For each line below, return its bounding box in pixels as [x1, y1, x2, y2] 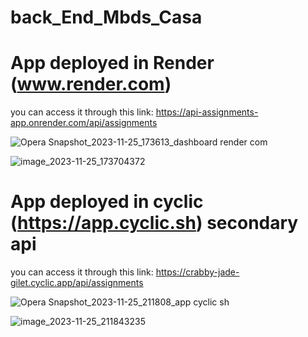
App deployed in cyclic [10, 191, 204, 213]
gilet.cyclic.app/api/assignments [10, 277, 144, 289]
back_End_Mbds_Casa [10, 6, 203, 29]
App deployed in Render [10, 52, 215, 75]
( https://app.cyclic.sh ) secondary [10, 212, 299, 235]
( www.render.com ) [10, 73, 172, 96]
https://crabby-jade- [155, 266, 240, 278]
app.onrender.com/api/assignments [10, 117, 158, 129]
